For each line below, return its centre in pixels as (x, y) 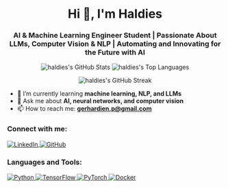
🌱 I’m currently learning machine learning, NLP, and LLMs (99, 94)
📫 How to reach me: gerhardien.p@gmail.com (84, 109)
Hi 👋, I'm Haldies (115, 14)
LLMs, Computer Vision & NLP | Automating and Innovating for (115, 44)
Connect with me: (37, 129)
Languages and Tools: (45, 162)
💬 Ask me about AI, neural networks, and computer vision (100, 101)
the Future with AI (115, 53)
